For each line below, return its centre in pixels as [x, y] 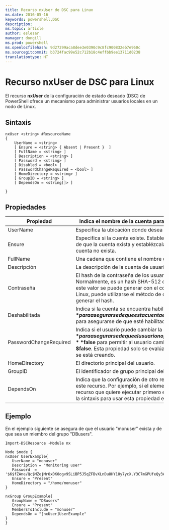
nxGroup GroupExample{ [29, 496]
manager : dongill [23, 38]
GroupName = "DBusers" [35, 501]
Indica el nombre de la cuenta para [122, 221]
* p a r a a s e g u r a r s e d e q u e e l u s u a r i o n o [120, 335]
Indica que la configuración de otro [117, 379]
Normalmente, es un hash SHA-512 [118, 281]
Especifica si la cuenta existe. [111, 238]
